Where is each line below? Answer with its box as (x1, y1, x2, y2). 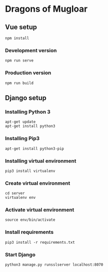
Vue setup (5, 23, 37, 31)
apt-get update (5, 120, 36, 125)
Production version (5, 69, 52, 76)
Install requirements (5, 229, 54, 235)
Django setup (5, 94, 47, 102)
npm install (5, 36, 29, 41)
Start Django (5, 251, 36, 258)
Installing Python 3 (5, 108, 51, 115)
